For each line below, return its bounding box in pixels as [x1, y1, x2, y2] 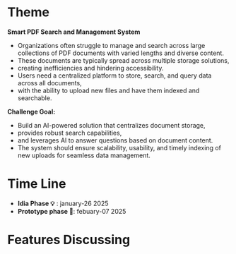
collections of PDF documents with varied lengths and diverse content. [17, 49, 225, 57]
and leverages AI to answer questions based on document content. [17, 135, 213, 145]
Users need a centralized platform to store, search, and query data [17, 71, 212, 80]
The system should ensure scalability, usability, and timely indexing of [17, 143, 221, 152]
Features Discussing [7, 232, 131, 248]
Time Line [7, 176, 66, 192]
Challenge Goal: [7, 107, 56, 116]
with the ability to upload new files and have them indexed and [17, 86, 200, 95]
